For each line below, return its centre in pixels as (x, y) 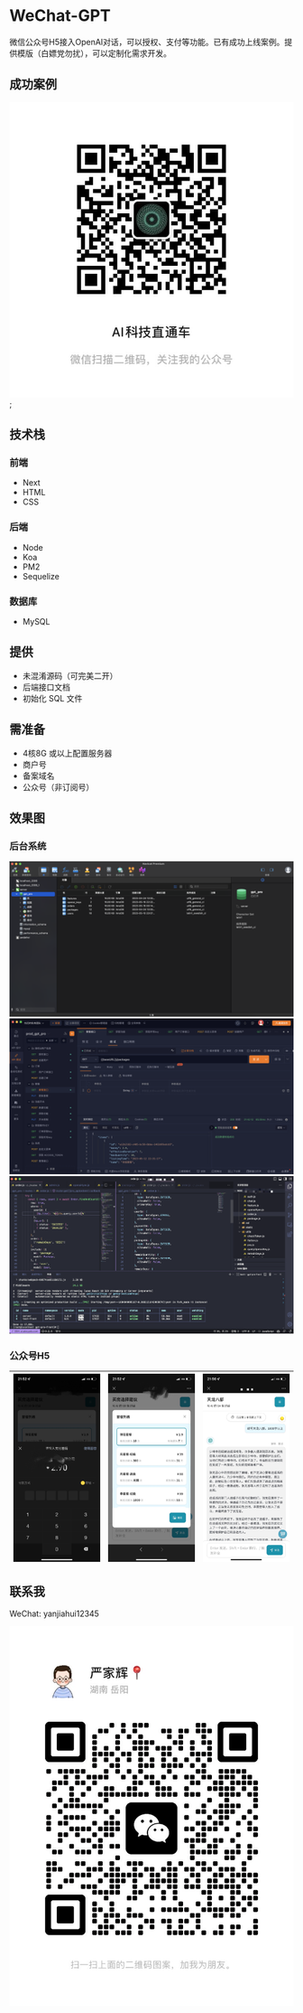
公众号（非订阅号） (58, 786)
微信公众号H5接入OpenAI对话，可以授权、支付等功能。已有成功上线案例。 (147, 42)
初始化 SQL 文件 (52, 698)
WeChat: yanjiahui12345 (54, 1613)
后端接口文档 (46, 687)
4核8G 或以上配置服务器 (67, 753)
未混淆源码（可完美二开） (70, 675)
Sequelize (41, 576)
